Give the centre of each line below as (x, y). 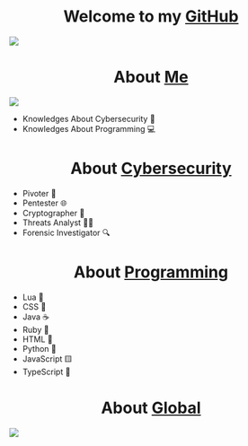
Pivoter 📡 (39, 193)
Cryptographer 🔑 (53, 213)
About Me (151, 77)
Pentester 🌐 (44, 203)
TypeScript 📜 (46, 372)
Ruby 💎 (35, 329)
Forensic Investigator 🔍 (66, 232)
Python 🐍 (39, 348)
